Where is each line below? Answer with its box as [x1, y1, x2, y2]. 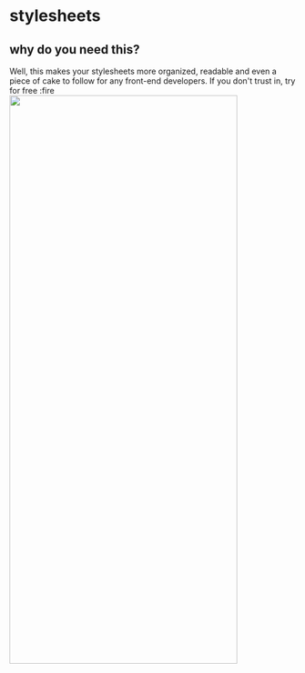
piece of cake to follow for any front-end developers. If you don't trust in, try [9, 75, 296, 86]
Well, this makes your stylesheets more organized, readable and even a [9, 65, 278, 76]
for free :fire [9, 85, 55, 95]
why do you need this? [9, 42, 140, 57]
